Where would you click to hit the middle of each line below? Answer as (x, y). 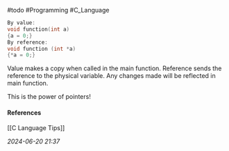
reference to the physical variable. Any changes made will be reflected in (112, 76)
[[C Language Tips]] (36, 128)
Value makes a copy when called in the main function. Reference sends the (114, 68)
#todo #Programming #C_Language (58, 10)
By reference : (28, 42)
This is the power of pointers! (49, 97)
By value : (22, 23)
